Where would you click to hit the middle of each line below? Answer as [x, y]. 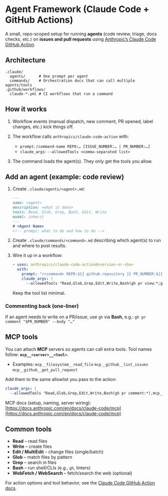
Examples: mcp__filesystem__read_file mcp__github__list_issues [80, 364]
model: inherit [28, 217]
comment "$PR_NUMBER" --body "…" [40, 322]
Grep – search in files [34, 462]
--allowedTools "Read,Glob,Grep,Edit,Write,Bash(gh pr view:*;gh [95, 283]
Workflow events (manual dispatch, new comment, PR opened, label [83, 121]
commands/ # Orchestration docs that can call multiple [72, 81]
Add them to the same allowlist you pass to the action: [61, 379]
